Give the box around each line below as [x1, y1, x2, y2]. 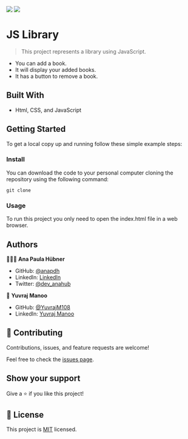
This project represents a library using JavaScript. [21, 47, 147, 55]
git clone [6, 187, 32, 193]
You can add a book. [15, 60, 67, 67]
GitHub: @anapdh [15, 267, 60, 274]
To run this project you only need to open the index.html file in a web [6, 215, 178, 223]
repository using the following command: [6, 175, 109, 182]
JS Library [6, 28, 59, 42]
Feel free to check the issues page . [6, 356, 94, 363]
